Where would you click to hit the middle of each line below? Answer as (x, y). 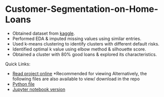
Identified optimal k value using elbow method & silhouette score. (79, 49)
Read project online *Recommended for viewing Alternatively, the (80, 73)
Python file (23, 84)
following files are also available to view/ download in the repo (76, 79)
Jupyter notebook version (39, 89)
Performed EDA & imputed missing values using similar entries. (77, 39)
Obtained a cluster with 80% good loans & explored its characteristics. (84, 54)
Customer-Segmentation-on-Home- (82, 9)
